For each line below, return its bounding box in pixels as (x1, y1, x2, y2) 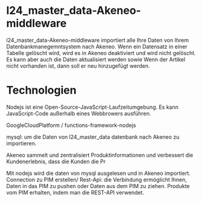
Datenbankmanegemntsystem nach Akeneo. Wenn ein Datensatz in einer (6, 43, 188, 50)
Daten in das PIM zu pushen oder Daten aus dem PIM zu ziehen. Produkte (6, 182, 190, 189)
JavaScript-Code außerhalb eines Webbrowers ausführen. (6, 109, 151, 117)
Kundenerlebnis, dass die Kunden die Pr (6, 158, 106, 165)
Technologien (6, 83, 77, 97)
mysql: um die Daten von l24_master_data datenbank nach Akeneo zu (6, 133, 180, 140)
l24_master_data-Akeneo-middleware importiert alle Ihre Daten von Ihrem (6, 36, 189, 44)
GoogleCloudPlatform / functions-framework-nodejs (6, 122, 136, 129)
